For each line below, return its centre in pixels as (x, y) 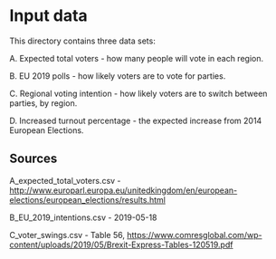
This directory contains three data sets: (82, 41)
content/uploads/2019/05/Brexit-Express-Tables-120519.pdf (121, 245)
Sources (33, 159)
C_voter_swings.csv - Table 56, (67, 235)
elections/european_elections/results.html (87, 199)
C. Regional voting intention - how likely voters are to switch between (138, 93)
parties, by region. (43, 103)
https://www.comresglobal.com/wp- (194, 235)
